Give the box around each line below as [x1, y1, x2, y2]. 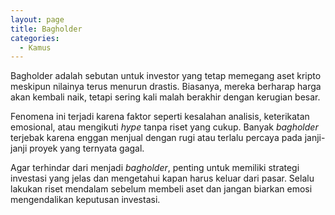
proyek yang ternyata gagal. [29, 142, 145, 155]
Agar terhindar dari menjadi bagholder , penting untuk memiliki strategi [10, 162, 300, 174]
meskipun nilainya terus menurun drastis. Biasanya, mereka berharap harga [10, 81, 322, 93]
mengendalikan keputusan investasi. [10, 194, 161, 206]
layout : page [10, 14, 65, 25]
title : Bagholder [10, 24, 83, 34]
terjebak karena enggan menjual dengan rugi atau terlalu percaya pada [10, 132, 303, 144]
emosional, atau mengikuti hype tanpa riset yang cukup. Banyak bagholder [10, 121, 319, 133]
